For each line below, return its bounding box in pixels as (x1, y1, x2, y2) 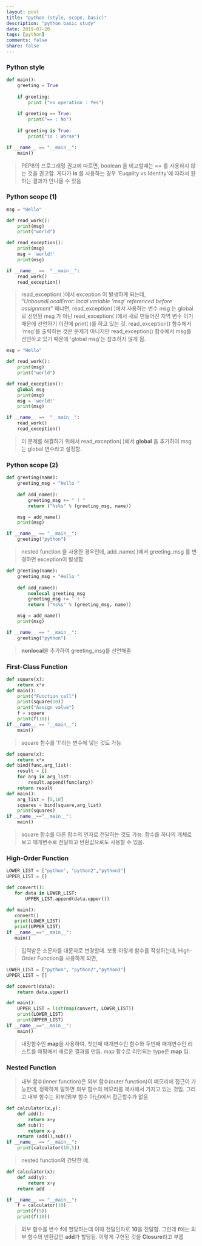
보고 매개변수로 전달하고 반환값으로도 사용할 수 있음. (21, 839, 144, 846)
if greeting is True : (17, 128, 72, 134)
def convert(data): (6, 983, 56, 990)
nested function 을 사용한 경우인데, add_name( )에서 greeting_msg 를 (21, 548, 190, 555)
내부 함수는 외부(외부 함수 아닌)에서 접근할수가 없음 (27, 1093, 149, 1100)
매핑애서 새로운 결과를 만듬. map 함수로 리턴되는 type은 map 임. (37, 1047, 190, 1055)
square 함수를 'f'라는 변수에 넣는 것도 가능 (21, 739, 121, 746)
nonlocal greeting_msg (28, 590, 86, 597)
